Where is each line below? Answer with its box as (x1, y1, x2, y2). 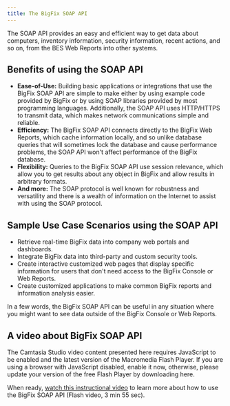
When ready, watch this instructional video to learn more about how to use (7, 384, 219, 392)
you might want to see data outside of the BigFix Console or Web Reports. (7, 310, 217, 318)
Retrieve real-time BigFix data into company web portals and (17, 238, 189, 246)
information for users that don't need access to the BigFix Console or (17, 267, 213, 275)
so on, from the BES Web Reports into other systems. (7, 43, 158, 52)
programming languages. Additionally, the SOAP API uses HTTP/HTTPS (17, 104, 220, 113)
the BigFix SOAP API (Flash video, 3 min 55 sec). (7, 391, 145, 399)
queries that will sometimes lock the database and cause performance (17, 141, 218, 149)
